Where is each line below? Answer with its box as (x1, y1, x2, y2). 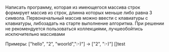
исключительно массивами (5, 31, 65, 37)
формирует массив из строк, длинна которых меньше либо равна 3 (5, 10, 153, 16)
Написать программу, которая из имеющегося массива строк (5, 5, 141, 10)
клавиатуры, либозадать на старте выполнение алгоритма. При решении (5, 20, 164, 26)
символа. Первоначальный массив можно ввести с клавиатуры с (5, 15, 148, 21)
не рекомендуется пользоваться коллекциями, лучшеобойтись (5, 26, 143, 32)
